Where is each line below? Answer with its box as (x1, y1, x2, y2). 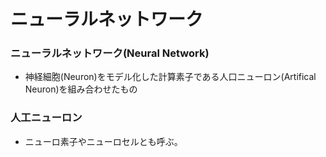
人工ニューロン (10, 111, 83, 125)
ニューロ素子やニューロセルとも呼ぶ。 (24, 135, 183, 147)
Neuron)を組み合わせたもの (24, 83, 138, 95)
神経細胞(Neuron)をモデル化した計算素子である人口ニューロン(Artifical (24, 71, 317, 83)
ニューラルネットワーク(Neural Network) (10, 46, 210, 60)
